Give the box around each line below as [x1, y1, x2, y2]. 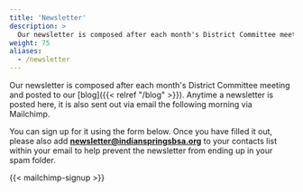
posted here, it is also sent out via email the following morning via [9, 99, 252, 109]
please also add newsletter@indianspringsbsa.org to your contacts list [9, 136, 278, 146]
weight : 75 [9, 38, 50, 48]
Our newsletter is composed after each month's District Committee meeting [9, 80, 290, 90]
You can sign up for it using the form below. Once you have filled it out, [9, 126, 273, 136]
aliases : [9, 47, 42, 56]
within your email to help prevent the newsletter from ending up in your [9, 145, 273, 156]
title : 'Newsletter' [9, 13, 87, 23]
